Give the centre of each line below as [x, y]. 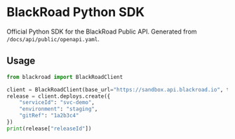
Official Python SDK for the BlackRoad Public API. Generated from [102, 31]
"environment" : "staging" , [59, 109]
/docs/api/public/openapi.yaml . [53, 38]
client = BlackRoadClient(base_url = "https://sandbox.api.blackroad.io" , [115, 89]
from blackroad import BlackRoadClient [65, 77]
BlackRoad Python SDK [76, 12]
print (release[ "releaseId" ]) [49, 129]
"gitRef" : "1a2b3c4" [49, 116]
